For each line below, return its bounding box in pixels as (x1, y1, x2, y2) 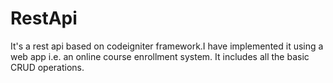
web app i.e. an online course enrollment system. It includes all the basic (10, 50, 310, 62)
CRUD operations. (10, 61, 85, 73)
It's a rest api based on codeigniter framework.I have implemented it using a (10, 40, 324, 52)
